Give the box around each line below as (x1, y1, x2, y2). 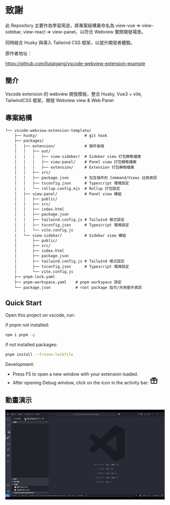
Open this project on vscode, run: (5, 312, 75, 318)
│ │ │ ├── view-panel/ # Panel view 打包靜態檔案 (14, 159, 137, 164)
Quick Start (5, 298, 42, 307)
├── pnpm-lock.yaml (14, 274, 56, 279)
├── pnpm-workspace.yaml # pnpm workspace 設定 (14, 280, 122, 285)
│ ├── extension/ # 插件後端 (14, 143, 105, 149)
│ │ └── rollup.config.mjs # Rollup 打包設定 (14, 186, 120, 191)
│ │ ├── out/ (14, 148, 51, 154)
